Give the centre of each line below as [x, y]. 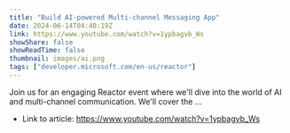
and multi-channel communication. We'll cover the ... [106, 101]
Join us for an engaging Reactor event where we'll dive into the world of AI [145, 92]
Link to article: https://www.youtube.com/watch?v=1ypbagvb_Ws [141, 118]
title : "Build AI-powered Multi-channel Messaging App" [114, 17]
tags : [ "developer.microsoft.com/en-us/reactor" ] [103, 67]
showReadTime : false [47, 51]
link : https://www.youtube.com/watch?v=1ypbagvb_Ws [106, 34]
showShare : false [41, 42]
